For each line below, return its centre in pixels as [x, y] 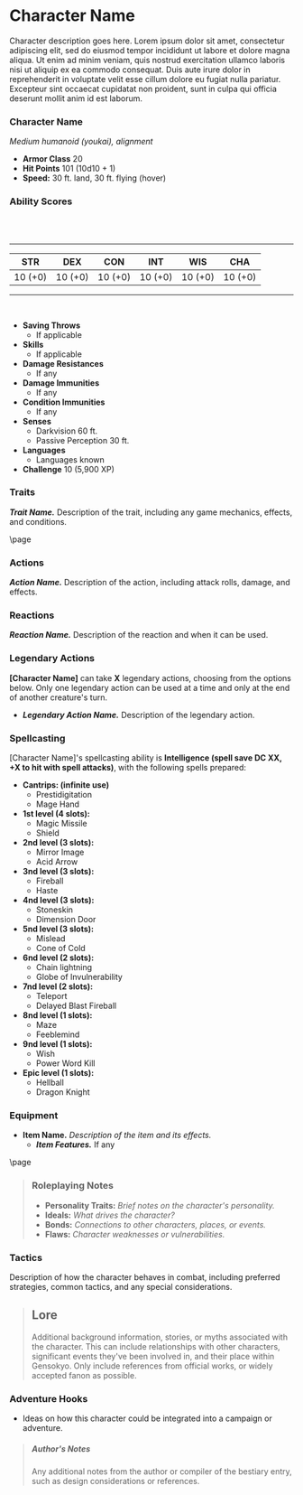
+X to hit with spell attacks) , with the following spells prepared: [128, 768]
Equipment [34, 1115]
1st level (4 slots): [56, 814]
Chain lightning [64, 967]
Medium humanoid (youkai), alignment [81, 142]
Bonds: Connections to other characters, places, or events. [155, 1224]
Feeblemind [58, 1034]
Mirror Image [60, 852]
